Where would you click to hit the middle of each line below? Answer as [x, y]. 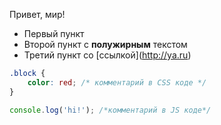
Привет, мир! [37, 14]
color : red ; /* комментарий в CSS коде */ [117, 82]
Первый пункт [54, 33]
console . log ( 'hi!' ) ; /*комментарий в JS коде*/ [110, 110]
